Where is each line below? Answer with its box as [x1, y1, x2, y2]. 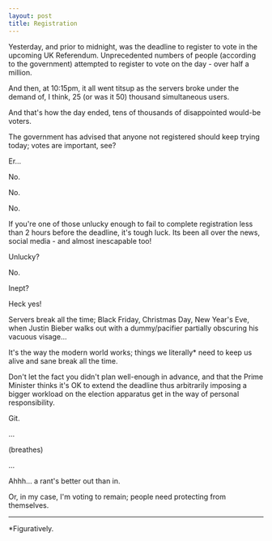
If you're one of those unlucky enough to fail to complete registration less [8, 219, 253, 228]
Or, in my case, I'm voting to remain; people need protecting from [8, 492, 227, 501]
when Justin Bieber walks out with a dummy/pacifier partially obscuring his [8, 323, 259, 333]
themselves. [8, 500, 49, 510]
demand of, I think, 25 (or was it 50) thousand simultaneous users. [8, 92, 230, 101]
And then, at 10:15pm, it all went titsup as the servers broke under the [8, 83, 240, 93]
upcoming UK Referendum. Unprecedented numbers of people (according [8, 50, 257, 60]
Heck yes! [8, 299, 42, 309]
